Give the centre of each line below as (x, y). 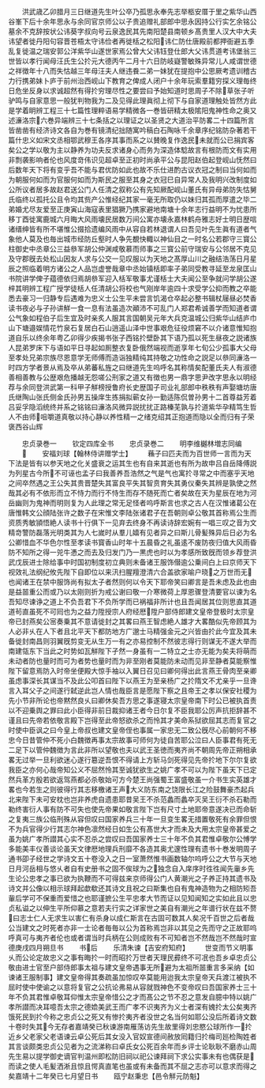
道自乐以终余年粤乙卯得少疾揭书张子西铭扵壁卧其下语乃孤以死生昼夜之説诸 (129, 338)
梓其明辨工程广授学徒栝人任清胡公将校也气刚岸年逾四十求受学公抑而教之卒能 (132, 288)
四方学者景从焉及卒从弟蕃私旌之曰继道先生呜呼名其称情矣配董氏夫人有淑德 (136, 367)
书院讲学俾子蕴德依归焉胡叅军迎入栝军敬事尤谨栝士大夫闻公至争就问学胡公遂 (132, 278)
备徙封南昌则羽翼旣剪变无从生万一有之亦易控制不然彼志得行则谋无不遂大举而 (132, 641)
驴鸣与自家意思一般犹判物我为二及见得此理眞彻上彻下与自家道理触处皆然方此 (132, 100)
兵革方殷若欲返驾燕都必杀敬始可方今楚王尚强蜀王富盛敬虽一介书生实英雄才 (136, 780)
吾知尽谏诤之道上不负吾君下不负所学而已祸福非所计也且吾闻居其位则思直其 (129, 602)
